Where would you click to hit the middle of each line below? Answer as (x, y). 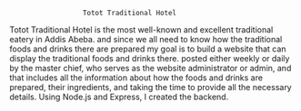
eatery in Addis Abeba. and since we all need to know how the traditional (146, 39)
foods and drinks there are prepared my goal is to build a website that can (148, 49)
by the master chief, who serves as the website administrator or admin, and (150, 68)
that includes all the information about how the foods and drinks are (136, 78)
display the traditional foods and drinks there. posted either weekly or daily (150, 58)
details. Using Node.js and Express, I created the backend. (119, 97)
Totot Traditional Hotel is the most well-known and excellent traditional (141, 30)
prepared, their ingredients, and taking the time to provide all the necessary (151, 87)
